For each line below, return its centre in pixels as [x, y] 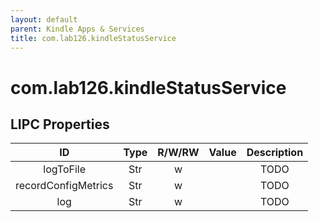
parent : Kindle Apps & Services [77, 29]
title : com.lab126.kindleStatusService [93, 38]
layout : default [44, 19]
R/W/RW [178, 153]
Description [275, 153]
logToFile [65, 169]
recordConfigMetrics [64, 186]
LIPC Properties [60, 124]
